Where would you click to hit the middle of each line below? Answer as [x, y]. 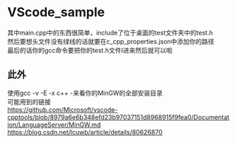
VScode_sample [56, 12]
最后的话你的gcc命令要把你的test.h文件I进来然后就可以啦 [90, 50]
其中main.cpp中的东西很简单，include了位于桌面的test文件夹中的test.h [110, 32]
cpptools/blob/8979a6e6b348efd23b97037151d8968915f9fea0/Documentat [118, 117]
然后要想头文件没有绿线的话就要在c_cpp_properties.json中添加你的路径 [111, 41]
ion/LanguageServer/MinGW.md [54, 125]
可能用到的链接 [29, 101]
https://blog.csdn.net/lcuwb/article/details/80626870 [85, 132]
